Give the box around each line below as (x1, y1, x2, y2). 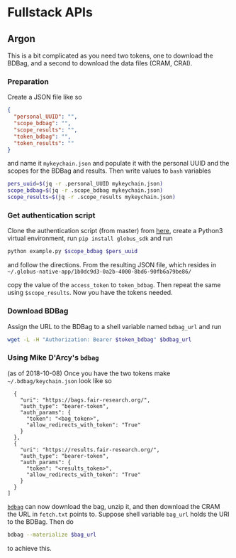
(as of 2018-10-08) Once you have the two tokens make (7, 369, 171, 377)
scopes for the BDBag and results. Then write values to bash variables (7, 166, 211, 175)
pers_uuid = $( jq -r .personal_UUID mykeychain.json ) (7, 181, 163, 188)
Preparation (7, 76, 50, 86)
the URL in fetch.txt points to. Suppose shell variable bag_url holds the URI (7, 510, 230, 518)
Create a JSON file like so (7, 93, 83, 102)
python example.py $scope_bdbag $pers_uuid (7, 248, 138, 255)
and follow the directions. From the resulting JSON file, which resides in (7, 261, 217, 269)
